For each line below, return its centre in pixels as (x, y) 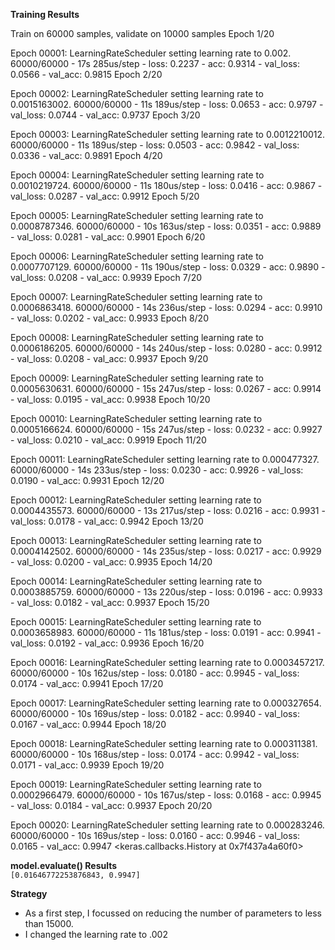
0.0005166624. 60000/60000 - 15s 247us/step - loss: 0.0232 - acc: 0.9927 (166, 429)
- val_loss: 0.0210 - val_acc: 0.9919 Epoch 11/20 (108, 440)
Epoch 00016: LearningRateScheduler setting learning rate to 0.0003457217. (167, 662)
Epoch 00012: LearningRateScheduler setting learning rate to (136, 500)
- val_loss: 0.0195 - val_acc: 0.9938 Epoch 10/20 (110, 399)
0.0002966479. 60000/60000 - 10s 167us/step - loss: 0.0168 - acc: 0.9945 (166, 795)
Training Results (45, 14)
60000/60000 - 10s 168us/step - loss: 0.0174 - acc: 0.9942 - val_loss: (155, 754)
